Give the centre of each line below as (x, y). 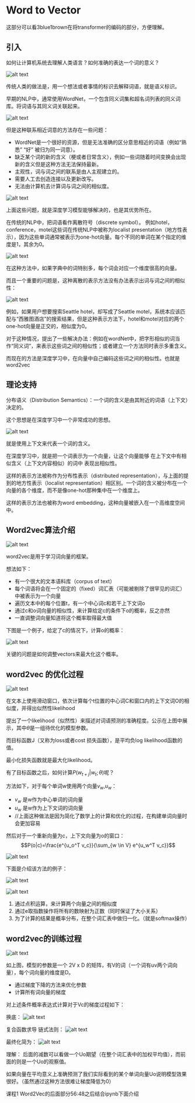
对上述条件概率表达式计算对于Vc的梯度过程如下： (65, 1005)
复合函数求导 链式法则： (35, 1029)
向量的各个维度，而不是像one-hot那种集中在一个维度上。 (74, 490)
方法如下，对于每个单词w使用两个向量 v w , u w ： (61, 786)
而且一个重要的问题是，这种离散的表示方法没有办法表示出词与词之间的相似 (95, 280)
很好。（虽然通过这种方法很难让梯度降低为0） (60, 1081)
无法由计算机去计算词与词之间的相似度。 (63, 186)
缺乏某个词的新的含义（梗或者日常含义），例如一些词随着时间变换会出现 (100, 157)
